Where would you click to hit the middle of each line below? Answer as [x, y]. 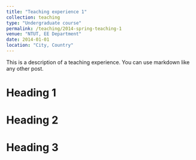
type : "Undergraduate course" [44, 23]
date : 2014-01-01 [28, 40]
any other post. [25, 68]
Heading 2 [32, 120]
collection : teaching [33, 17]
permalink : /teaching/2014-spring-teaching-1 [64, 28]
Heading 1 [31, 93]
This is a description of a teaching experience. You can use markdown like [98, 62]
